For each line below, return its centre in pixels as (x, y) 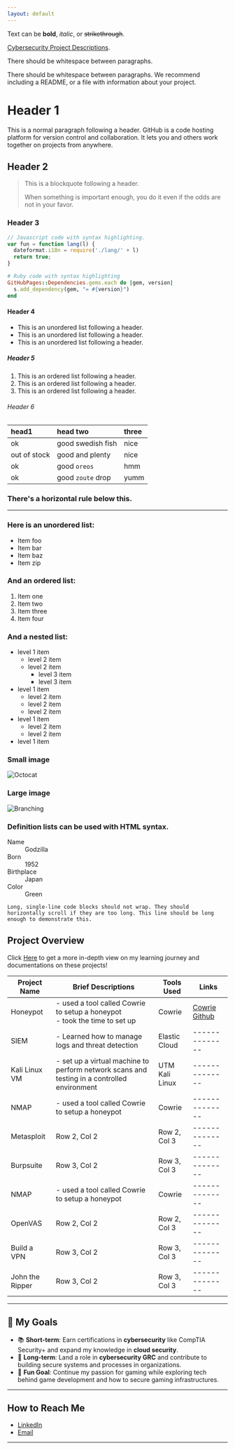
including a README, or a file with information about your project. (102, 82)
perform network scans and (101, 1070)
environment (77, 1087)
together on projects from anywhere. (60, 145)
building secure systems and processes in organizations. (99, 1364)
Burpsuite (27, 1165)
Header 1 (33, 110)
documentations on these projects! (57, 965)
